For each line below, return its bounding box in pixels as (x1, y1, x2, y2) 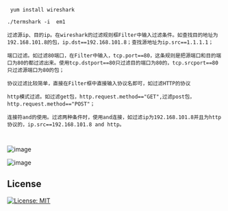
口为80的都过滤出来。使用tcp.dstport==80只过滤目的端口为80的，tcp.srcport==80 (7, 60, 219, 66)
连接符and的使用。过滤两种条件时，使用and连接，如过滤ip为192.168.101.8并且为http (7, 114, 222, 121)
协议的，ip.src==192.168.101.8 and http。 (7, 121, 125, 128)
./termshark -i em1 (7, 18, 66, 25)
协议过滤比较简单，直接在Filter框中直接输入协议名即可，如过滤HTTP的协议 (7, 80, 191, 87)
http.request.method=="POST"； (7, 101, 96, 108)
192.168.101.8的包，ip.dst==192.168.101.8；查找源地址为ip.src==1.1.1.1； (7, 39, 214, 46)
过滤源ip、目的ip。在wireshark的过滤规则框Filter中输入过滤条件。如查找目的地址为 (7, 32, 218, 38)
